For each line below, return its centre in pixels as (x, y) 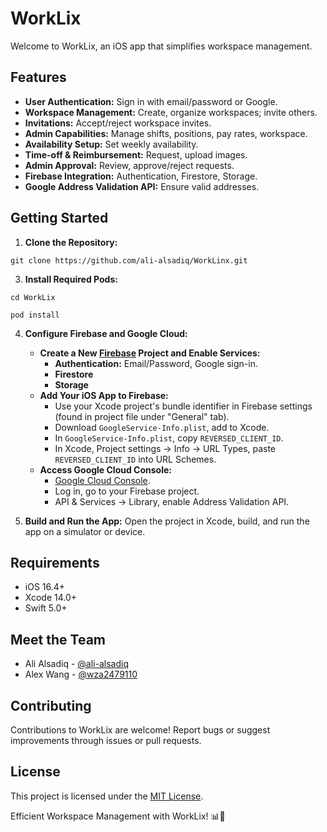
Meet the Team (58, 639)
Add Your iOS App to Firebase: (104, 395)
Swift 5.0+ (46, 608)
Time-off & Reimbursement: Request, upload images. (136, 154)
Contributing (51, 705)
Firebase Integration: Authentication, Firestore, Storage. (141, 176)
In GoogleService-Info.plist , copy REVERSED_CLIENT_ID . (169, 438)
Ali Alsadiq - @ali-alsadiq (76, 664)
